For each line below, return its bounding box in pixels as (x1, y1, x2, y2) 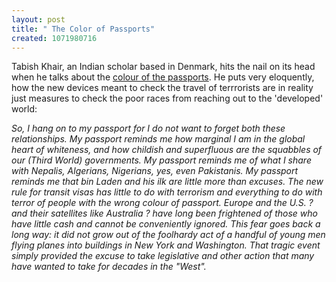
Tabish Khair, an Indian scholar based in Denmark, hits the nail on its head (11, 61, 316, 73)
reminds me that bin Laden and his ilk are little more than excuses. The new (11, 176, 324, 188)
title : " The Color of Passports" (11, 24, 156, 34)
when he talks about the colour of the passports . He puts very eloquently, (11, 71, 315, 83)
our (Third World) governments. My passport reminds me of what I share (11, 154, 312, 166)
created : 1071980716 (11, 33, 98, 43)
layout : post (11, 14, 66, 25)
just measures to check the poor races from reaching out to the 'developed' (11, 92, 324, 105)
